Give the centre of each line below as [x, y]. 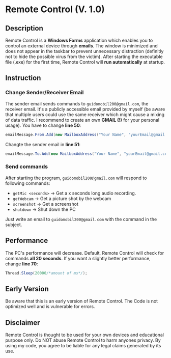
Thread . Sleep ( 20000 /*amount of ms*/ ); [46, 273]
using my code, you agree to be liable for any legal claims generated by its [83, 346]
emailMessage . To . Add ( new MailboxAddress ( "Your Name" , [64, 154]
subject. [14, 225]
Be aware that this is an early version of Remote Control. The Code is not [82, 301]
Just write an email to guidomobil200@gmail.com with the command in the [81, 219]
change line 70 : [22, 264]
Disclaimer [23, 323]
